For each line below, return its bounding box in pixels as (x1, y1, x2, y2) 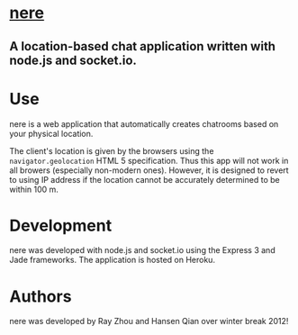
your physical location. (9, 128, 94, 139)
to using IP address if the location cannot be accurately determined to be (9, 174, 281, 185)
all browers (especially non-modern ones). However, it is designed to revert (9, 165, 290, 176)
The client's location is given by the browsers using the (9, 145, 214, 156)
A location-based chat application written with (9, 39, 276, 54)
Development (9, 215, 113, 236)
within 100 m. (9, 184, 59, 195)
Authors (9, 286, 72, 306)
